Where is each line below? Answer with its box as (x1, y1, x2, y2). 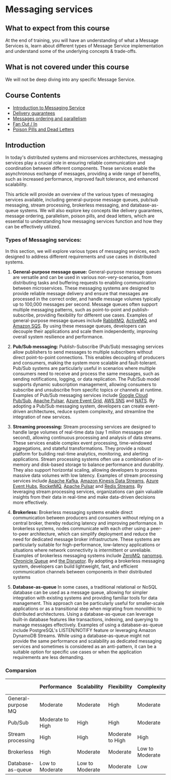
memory (12, 461, 31, 468)
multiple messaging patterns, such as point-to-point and (12, 306, 131, 312)
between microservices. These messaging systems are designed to (12, 285, 155, 291)
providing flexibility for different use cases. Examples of (36, 312, 153, 318)
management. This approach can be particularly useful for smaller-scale (12, 600, 164, 606)
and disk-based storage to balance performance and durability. (31, 461, 164, 468)
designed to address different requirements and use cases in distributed (5, 253, 157, 259)
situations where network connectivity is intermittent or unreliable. (12, 547, 152, 553)
